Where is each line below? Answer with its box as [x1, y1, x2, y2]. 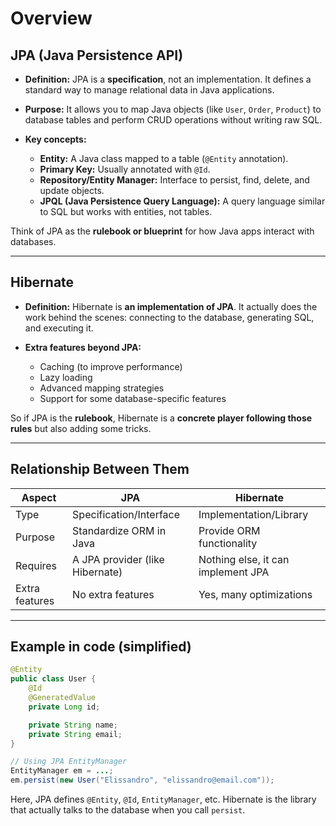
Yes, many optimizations [198, 587, 313, 601]
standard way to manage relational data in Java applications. [24, 84, 275, 96]
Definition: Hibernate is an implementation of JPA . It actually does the [24, 300, 318, 312]
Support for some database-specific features [39, 392, 227, 404]
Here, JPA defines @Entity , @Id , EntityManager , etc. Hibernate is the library [10, 793, 317, 806]
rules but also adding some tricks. [10, 422, 152, 434]
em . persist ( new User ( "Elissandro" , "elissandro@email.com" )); [10, 775, 275, 786]
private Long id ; [28, 702, 101, 712]
